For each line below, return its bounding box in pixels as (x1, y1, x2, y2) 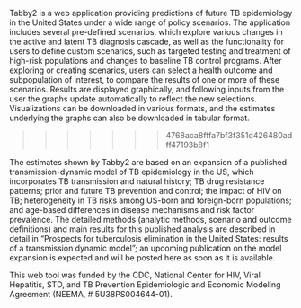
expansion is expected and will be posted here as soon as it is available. (9, 252, 276, 263)
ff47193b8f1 (165, 139, 209, 150)
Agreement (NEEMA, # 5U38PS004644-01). (9, 289, 173, 299)
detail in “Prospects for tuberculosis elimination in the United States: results (9, 233, 288, 243)
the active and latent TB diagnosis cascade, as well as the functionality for (9, 36, 285, 47)
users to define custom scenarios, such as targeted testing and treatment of (9, 46, 291, 57)
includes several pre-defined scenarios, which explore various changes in (9, 27, 283, 37)
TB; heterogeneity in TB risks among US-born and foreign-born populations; (9, 195, 292, 206)
